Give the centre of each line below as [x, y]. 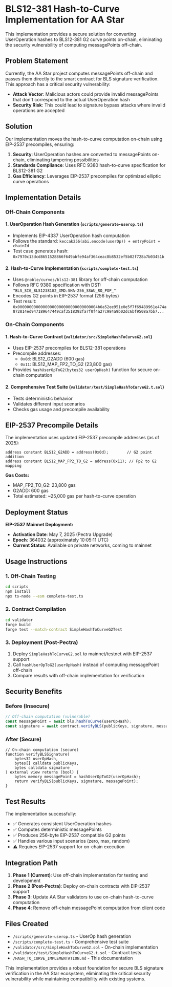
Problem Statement [37, 61]
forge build [18, 625]
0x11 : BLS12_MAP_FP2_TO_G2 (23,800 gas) [66, 364]
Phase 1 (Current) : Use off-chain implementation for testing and [80, 875]
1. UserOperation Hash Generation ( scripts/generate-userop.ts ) [74, 224]
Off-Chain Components [35, 212]
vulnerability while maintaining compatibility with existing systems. [76, 979]
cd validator [19, 620]
